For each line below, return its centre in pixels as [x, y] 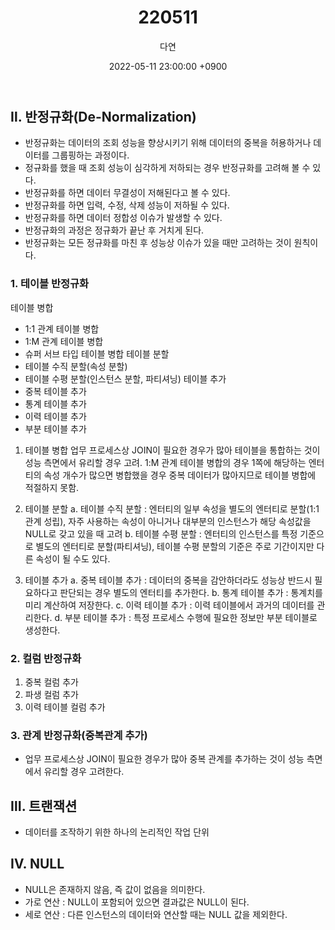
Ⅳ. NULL [37, 864]
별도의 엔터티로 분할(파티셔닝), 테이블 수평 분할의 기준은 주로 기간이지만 [175, 546]
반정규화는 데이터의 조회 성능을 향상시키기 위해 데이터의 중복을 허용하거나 [168, 143]
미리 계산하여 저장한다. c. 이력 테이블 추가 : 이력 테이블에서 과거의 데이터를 [169, 605]
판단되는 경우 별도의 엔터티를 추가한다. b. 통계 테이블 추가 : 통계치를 [191, 592]
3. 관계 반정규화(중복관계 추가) [79, 735]
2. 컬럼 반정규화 [46, 658]
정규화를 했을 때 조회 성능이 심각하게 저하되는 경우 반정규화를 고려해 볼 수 [167, 168]
